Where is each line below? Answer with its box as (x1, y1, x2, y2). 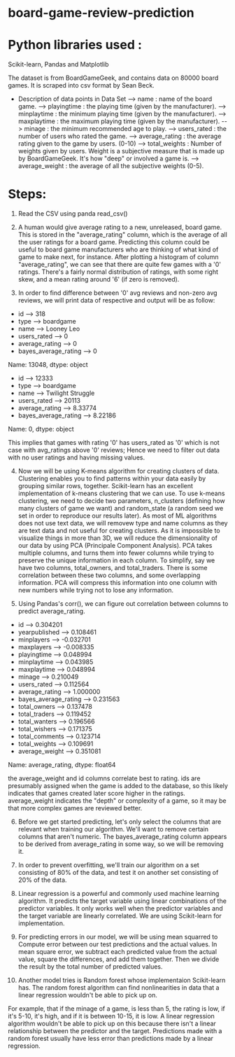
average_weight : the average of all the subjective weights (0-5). (17, 162, 204, 170)
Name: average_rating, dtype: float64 (8, 761, 116, 769)
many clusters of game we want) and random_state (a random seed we (17, 504, 224, 513)
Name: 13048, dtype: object (8, 361, 88, 369)
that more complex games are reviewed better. (8, 804, 143, 813)
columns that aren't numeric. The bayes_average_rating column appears (17, 832, 227, 841)
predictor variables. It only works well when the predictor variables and (17, 904, 223, 913)
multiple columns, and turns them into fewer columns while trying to (17, 548, 214, 558)
